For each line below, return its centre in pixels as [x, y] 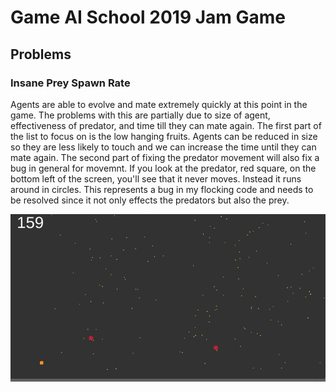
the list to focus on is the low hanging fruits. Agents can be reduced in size [164, 136]
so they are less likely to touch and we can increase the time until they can [163, 147]
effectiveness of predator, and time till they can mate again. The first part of [166, 125]
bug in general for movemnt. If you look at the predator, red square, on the [163, 168]
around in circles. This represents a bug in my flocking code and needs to [162, 189]
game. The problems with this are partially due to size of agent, [140, 115]
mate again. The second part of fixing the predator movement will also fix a [165, 157]
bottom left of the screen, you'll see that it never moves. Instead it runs [156, 178]
